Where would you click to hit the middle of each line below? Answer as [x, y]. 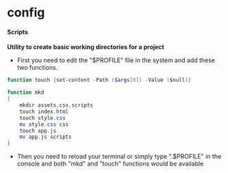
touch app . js [38, 131]
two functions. [37, 68]
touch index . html [44, 111]
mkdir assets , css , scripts [56, 105]
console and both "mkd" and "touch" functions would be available [110, 164]
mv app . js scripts [46, 137]
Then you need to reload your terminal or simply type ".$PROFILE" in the [119, 157]
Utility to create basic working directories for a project [86, 47]
